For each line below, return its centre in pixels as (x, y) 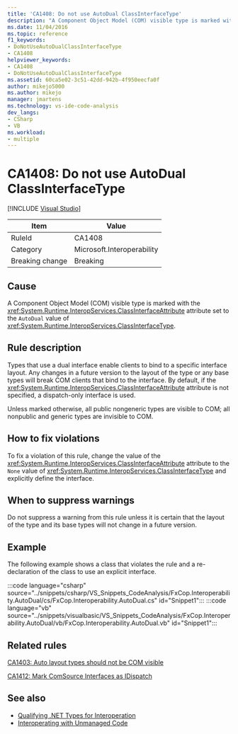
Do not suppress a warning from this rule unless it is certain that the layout (116, 517)
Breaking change (39, 261)
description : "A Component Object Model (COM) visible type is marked (114, 21)
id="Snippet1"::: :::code (193, 601)
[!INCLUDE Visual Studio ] (44, 209)
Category (27, 250)
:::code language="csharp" (47, 585)
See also (27, 698)
